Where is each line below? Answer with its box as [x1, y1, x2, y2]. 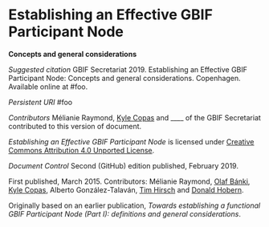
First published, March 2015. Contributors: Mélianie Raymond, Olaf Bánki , [8, 176, 251, 186]
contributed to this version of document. [8, 121, 142, 131]
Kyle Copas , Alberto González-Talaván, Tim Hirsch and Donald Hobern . [8, 184, 244, 194]
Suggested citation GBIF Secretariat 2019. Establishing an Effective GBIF [8, 64, 247, 74]
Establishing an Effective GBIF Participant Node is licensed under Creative [8, 136, 255, 146]
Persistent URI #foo [8, 97, 73, 107]
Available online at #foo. [8, 82, 88, 91]
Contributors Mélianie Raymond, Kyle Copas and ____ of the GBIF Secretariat [8, 112, 261, 122]
